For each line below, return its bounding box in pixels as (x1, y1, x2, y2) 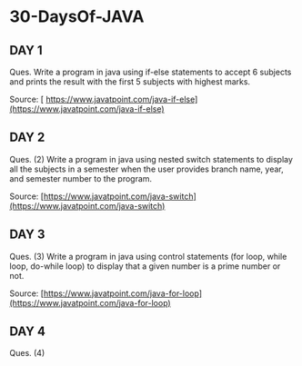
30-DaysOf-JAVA (9, 6, 145, 27)
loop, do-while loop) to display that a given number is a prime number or (9, 261, 281, 272)
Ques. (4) (9, 348, 45, 359)
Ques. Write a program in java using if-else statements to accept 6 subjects (9, 66, 292, 77)
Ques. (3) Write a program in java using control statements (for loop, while (9, 251, 287, 262)
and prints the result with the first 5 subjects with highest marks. (9, 76, 251, 87)
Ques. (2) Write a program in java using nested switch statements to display (9, 153, 294, 164)
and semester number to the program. (9, 173, 153, 183)
